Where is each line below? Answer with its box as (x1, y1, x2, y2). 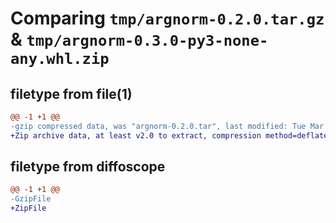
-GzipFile (10, 194, 52, 204)
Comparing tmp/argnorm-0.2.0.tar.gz (10, 7, 325, 30)
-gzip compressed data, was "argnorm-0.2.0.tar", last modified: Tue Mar (10, 121, 325, 131)
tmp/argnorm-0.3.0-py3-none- (26, 32, 269, 51)
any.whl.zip (10, 50, 110, 69)
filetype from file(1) (10, 85, 133, 102)
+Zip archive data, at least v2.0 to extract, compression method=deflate (10, 130, 329, 141)
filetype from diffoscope (10, 158, 166, 176)
